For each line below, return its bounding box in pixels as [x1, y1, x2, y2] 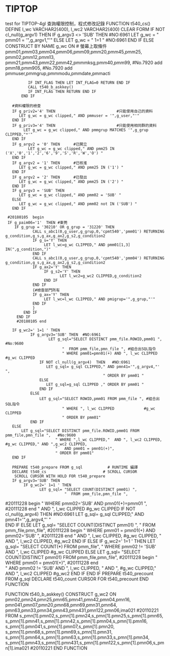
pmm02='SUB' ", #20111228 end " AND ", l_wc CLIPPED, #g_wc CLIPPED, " [5, 533, 161, 539]
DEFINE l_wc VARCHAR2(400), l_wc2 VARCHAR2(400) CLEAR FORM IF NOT [5, 26, 165, 32]
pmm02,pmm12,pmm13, [5, 54, 55, 60]
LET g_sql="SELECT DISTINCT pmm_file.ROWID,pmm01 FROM [21, 428, 140, 433]
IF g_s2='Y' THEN [44, 269, 81, 274]
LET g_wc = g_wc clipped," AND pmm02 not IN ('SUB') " [18, 201, 138, 206]
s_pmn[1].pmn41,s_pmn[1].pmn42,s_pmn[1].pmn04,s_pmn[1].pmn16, [5, 618, 148, 624]
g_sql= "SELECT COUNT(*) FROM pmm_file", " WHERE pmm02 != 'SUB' [5, 543, 156, 549]
